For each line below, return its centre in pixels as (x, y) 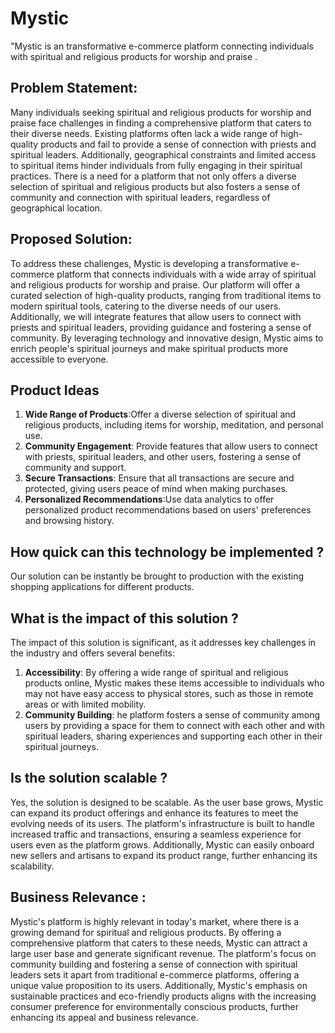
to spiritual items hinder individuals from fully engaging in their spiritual (156, 165)
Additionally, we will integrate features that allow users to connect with (156, 316)
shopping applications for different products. (102, 587)
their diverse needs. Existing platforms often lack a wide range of (144, 133)
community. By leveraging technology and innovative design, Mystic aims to (167, 338)
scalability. (32, 866)
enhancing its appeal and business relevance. (104, 1017)
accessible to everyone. (59, 359)
